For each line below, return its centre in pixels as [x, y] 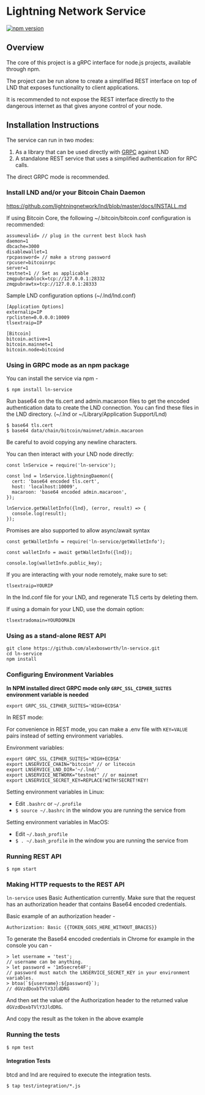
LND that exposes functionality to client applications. [73, 87]
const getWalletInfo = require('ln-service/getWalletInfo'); [86, 542]
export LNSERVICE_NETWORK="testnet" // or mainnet [72, 775]
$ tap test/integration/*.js [43, 1086]
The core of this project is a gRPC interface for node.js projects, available [99, 62]
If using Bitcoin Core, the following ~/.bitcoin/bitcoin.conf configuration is [99, 218]
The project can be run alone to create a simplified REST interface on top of [102, 80]
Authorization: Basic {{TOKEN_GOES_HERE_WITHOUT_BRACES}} [82, 928]
